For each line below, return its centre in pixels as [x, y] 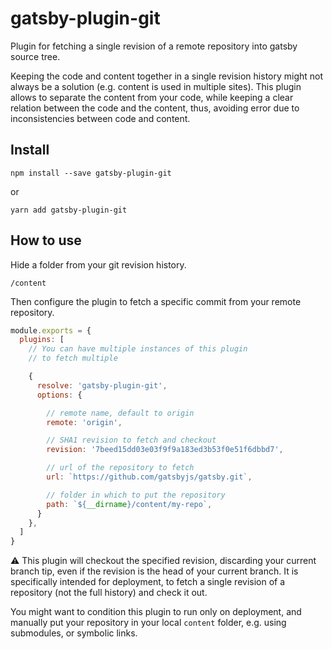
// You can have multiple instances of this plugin [138, 349]
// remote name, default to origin [120, 413]
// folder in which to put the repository [136, 495]
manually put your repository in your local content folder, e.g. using [148, 623]
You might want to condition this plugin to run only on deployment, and [156, 612]
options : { [59, 395]
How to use [46, 240]
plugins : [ [42, 340]
